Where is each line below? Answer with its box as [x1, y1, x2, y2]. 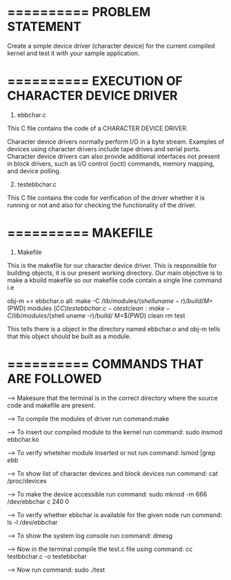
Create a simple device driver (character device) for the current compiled [7, 41, 215, 50]
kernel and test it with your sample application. [7, 49, 140, 57]
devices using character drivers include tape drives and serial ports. [7, 144, 201, 153]
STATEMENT [7, 19, 81, 35]
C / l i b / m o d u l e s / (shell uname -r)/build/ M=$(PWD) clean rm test [7, 311, 185, 320]
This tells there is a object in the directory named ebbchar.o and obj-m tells [7, 325, 221, 333]
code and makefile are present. [7, 401, 96, 409]
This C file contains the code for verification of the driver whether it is [7, 193, 205, 202]
